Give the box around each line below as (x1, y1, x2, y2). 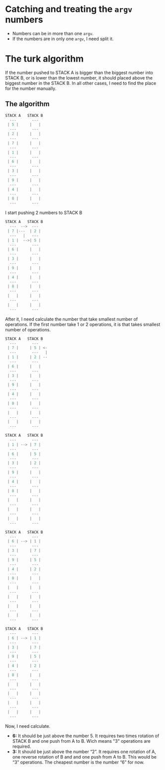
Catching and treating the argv (5, 3, 133, 15)
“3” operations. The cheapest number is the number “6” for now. (12, 759, 145, 765)
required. (12, 743, 31, 749)
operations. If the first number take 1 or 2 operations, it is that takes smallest (5, 321, 161, 327)
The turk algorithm (5, 53, 84, 65)
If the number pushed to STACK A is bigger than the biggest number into (5, 70, 154, 76)
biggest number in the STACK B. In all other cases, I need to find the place (5, 80, 157, 86)
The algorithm (5, 100, 50, 108)
